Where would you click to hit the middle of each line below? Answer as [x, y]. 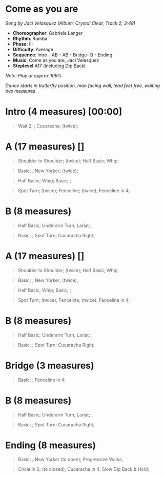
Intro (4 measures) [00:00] [64, 112]
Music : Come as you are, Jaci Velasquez [56, 60]
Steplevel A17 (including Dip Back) [49, 66]
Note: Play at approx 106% [34, 75]
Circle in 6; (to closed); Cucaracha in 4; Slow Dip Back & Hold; [84, 469]
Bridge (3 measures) [50, 366]
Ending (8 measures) [51, 445]
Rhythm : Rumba [30, 38]
